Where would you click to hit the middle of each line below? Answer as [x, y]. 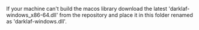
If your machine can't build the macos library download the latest [87, 9]
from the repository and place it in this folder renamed [126, 15]
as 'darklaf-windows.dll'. [37, 21]
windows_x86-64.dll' [32, 15]
